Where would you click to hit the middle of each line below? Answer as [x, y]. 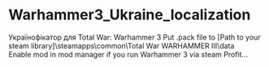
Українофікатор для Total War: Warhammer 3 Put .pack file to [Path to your [135, 37]
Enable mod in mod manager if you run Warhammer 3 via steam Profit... [128, 54]
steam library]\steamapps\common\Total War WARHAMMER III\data [121, 45]
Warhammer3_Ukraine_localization [130, 15]
